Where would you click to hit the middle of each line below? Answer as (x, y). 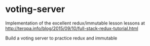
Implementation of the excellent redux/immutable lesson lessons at (75, 23)
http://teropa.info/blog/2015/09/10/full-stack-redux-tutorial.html (72, 28)
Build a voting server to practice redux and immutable (61, 38)
